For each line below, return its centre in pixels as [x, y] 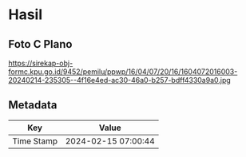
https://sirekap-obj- [41, 63]
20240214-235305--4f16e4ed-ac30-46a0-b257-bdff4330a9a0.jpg [120, 80]
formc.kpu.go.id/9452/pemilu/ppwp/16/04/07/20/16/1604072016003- [123, 72]
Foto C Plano [40, 44]
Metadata [33, 105]
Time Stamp [35, 141]
